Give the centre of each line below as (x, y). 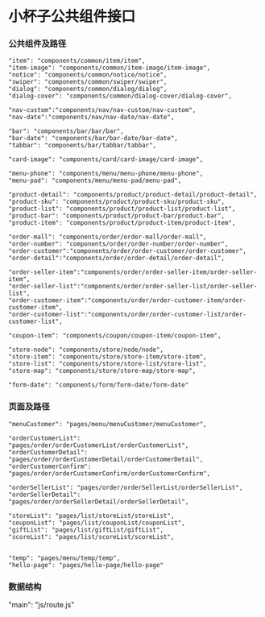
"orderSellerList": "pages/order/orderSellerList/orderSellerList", (126, 487)
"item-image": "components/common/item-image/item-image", (110, 68)
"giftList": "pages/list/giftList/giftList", (86, 530)
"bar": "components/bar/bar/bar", (66, 131)
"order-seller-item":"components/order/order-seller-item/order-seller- (133, 272)
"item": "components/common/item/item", (77, 61)
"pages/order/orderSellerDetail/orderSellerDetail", (99, 501)
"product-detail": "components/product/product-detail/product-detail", (133, 195)
